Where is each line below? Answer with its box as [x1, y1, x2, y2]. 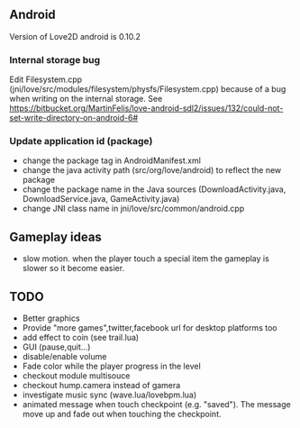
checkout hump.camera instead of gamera [22, 380, 181, 391]
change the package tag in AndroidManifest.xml [22, 155, 201, 166]
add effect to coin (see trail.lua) [22, 332, 140, 343]
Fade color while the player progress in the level [22, 360, 201, 372]
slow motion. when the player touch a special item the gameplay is [22, 253, 270, 264]
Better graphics [22, 313, 80, 323]
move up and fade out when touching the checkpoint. [22, 409, 222, 420]
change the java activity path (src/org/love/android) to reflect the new [22, 165, 282, 176]
